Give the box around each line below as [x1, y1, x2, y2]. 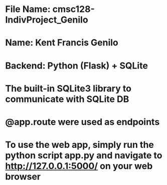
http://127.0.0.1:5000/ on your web [5, 160, 153, 172]
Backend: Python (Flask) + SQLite [5, 60, 148, 71]
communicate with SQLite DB [5, 93, 129, 104]
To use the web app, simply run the [5, 139, 154, 150]
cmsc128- [52, 3, 95, 15]
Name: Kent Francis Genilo [5, 37, 119, 48]
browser [5, 171, 41, 182]
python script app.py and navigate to [5, 150, 162, 161]
